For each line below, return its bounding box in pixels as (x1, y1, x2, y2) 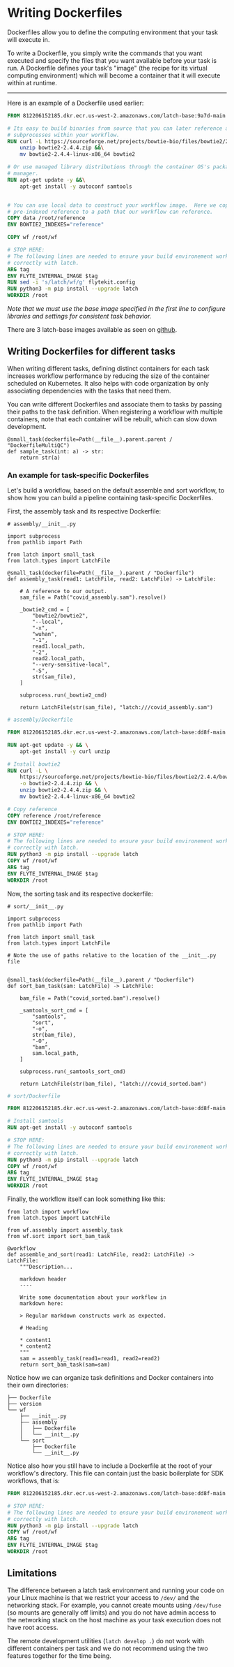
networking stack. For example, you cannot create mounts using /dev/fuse (7, 1601, 221, 1609)
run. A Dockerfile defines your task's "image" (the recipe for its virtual (7, 64, 208, 72)
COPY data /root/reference (7, 214, 86, 221)
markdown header (19, 1276, 68, 1283)
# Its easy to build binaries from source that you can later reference (7, 124, 223, 132)
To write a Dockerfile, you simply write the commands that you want (7, 49, 203, 57)
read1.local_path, (32, 643, 86, 650)
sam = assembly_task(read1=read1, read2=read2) (19, 1355, 160, 1362)
